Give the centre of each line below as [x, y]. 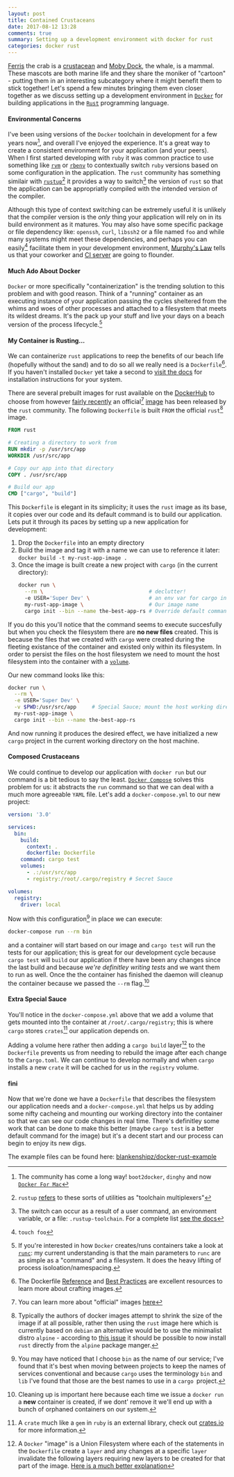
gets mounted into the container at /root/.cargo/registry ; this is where [111, 1022]
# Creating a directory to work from [62, 443]
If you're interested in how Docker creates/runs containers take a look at [120, 1246]
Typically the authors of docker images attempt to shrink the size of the [120, 1316]
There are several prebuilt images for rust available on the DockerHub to [111, 393]
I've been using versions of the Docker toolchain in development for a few [112, 134]
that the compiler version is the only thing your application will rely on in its [115, 217]
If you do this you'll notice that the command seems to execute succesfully [115, 624]
